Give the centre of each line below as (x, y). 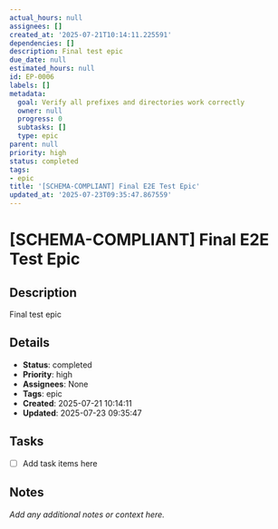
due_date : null (38, 60)
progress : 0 (40, 119)
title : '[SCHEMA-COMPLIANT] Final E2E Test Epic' (105, 187)
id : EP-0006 (32, 77)
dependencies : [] (42, 43)
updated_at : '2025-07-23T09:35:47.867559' (91, 195)
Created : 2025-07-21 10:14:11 (77, 403)
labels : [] (30, 85)
